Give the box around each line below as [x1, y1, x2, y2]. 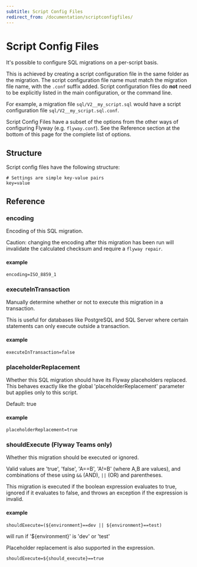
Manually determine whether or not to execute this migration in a [6, 299, 163, 306]
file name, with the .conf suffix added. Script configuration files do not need [6, 83, 192, 90]
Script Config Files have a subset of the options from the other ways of [6, 119, 179, 126]
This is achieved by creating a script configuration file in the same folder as [6, 70, 189, 77]
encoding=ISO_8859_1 [6, 272, 57, 278]
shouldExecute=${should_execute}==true [6, 555, 104, 561]
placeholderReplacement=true [6, 427, 78, 433]
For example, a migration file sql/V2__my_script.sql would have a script [6, 101, 181, 108]
